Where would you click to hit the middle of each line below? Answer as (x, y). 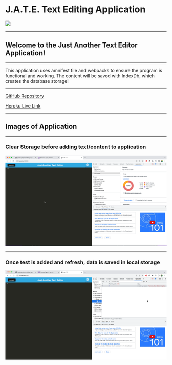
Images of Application (41, 127)
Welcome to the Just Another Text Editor (71, 45)
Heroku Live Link (23, 105)
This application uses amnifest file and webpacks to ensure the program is (84, 70)
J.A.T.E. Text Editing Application (76, 9)
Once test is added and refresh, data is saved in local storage (83, 262)
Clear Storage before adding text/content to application (76, 147)
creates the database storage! (37, 81)
